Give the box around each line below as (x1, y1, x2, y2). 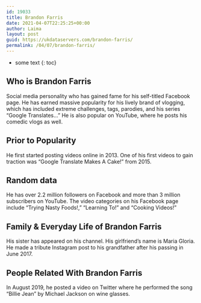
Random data (6, 175, 57, 186)
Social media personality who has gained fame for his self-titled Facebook (6, 92, 191, 99)
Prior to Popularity (6, 136, 76, 146)
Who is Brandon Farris (6, 77, 91, 87)
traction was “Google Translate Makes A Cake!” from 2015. (6, 158, 152, 165)
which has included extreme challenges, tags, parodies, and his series (6, 105, 181, 112)
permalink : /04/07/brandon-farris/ (6, 43, 96, 49)
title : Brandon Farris (6, 14, 63, 20)
